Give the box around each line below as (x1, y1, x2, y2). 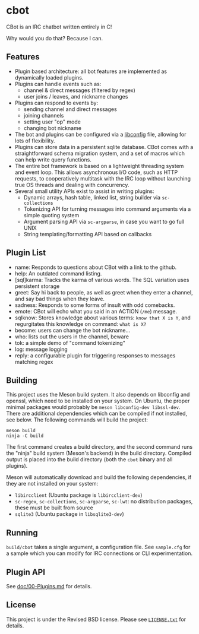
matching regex (14, 358, 53, 365)
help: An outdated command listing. (14, 270, 102, 277)
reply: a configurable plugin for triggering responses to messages (14, 351, 176, 359)
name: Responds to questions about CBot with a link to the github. (14, 264, 177, 271)
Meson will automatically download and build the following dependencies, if (6, 474, 192, 481)
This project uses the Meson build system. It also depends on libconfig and (6, 391, 190, 398)
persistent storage (14, 283, 60, 290)
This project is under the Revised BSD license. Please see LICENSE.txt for (6, 616, 186, 623)
